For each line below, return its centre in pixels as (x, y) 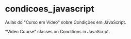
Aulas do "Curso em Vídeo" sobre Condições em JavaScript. (66, 22)
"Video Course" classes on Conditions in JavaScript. (57, 31)
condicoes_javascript (50, 9)
